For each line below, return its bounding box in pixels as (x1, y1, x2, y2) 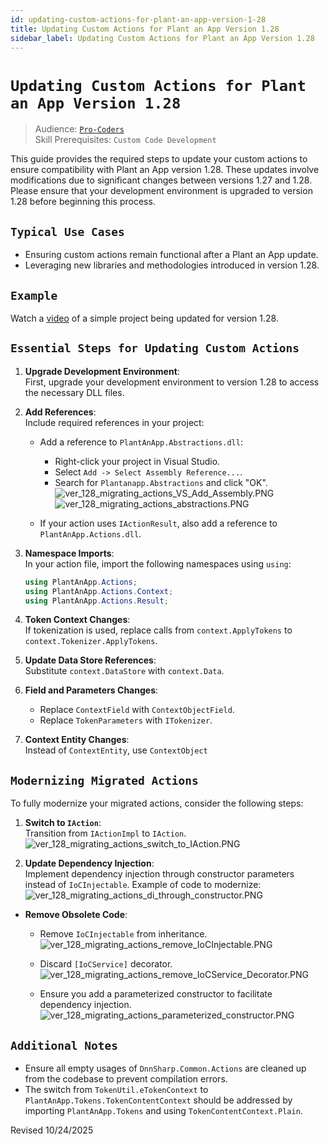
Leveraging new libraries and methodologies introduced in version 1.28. (24, 259, 320, 271)
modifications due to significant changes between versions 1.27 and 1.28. (10, 174, 313, 186)
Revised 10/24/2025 (10, 1124, 94, 1136)
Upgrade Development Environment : (24, 365, 180, 377)
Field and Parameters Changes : (24, 684, 159, 696)
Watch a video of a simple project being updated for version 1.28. (10, 312, 279, 324)
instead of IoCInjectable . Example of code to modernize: (24, 879, 262, 891)
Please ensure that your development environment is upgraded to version (10, 185, 313, 197)
